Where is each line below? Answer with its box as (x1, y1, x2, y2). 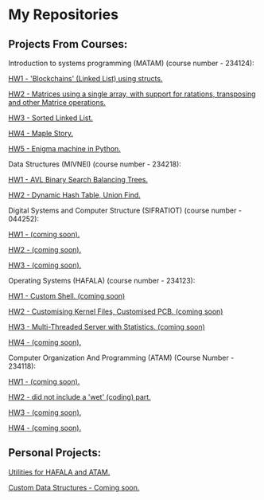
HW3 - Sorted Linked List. (8, 113, 94, 123)
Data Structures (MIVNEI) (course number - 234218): (8, 159, 181, 169)
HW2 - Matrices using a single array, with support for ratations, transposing (8, 89, 256, 99)
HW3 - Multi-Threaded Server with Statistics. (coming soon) (8, 322, 205, 331)
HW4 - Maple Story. (8, 129, 74, 138)
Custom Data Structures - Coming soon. (8, 482, 140, 492)
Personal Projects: (8, 446, 102, 459)
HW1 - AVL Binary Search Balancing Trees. (8, 175, 149, 184)
